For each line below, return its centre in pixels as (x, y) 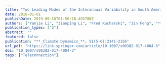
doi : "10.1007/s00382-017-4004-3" (41, 50)
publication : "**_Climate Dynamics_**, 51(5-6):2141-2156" (67, 42)
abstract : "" (19, 32)
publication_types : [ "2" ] (32, 28)
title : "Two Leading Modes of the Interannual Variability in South (77, 10)
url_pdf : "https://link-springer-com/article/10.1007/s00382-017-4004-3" (83, 46)
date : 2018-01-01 (23, 14)
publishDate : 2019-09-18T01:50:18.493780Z (49, 19)
